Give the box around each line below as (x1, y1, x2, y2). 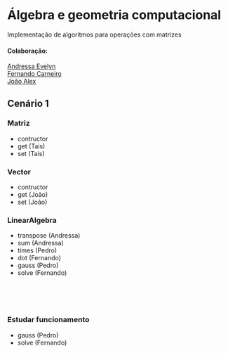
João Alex (7, 77, 36, 86)
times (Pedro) (17, 246, 58, 255)
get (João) (17, 191, 48, 199)
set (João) (17, 198, 48, 207)
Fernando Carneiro (7, 70, 62, 78)
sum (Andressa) (17, 239, 65, 248)
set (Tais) (17, 149, 45, 158)
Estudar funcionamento (7, 315, 90, 325)
